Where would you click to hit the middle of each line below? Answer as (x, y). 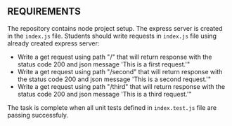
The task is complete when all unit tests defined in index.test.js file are (112, 107)
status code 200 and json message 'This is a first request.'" (104, 64)
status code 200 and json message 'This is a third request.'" (104, 94)
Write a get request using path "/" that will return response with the (115, 57)
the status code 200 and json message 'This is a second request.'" (114, 79)
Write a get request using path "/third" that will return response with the (121, 86)
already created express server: (53, 43)
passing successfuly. (38, 115)
